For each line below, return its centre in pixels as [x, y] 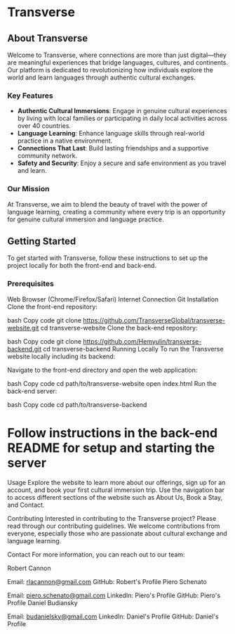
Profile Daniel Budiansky [43, 602]
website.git [23, 328]
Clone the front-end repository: [53, 306]
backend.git [25, 349]
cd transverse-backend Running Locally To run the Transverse [133, 349]
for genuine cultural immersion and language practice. [86, 219]
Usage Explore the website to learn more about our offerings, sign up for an [116, 482]
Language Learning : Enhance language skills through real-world [111, 134]
